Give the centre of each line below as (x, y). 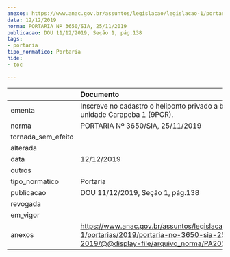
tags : (15, 39)
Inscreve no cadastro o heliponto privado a (149, 106)
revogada (26, 203)
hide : (15, 58)
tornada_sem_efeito (42, 137)
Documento (100, 94)
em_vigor (25, 215)
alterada (24, 148)
